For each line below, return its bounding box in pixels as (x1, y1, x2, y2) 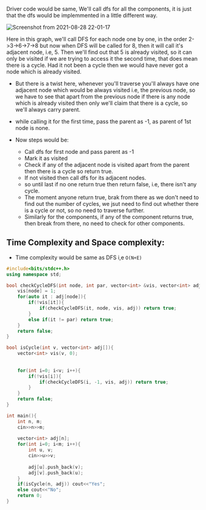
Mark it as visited (24, 154, 68, 162)
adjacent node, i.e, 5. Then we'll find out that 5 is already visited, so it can (6, 48, 192, 56)
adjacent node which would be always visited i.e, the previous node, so (15, 86, 196, 94)
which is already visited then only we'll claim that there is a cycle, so (15, 99, 188, 107)
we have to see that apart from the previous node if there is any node (15, 93, 191, 100)
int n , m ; (17, 418, 43, 425)
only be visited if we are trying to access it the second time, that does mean (6, 55, 198, 62)
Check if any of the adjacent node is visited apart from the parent (24, 161, 190, 168)
